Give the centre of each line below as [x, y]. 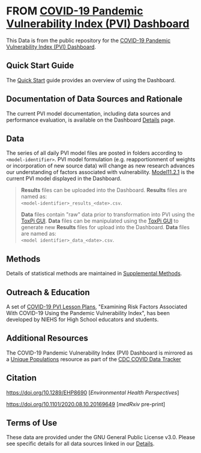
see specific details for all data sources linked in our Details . [80, 444]
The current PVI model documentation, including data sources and [88, 113]
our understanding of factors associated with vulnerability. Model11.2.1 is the [100, 172]
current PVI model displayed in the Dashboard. [64, 179]
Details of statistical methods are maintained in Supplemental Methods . [94, 274]
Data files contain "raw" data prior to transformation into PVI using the [108, 215]
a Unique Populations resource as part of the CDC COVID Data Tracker [94, 359]
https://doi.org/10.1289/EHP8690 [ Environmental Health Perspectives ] [93, 392]
